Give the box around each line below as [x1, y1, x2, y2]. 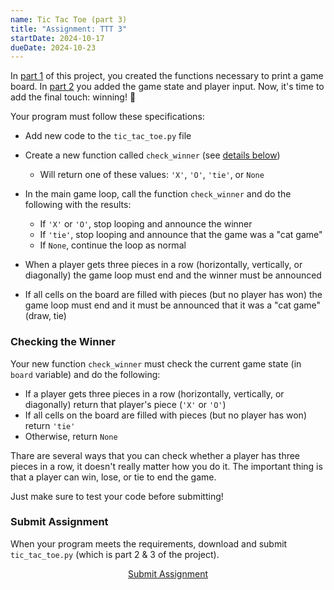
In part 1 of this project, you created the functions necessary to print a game [10, 70, 324, 82]
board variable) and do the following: [10, 368, 161, 380]
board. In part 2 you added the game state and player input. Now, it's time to [10, 81, 325, 93]
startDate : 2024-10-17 [10, 33, 105, 43]
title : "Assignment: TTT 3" [10, 24, 128, 34]
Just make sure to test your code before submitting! [10, 490, 224, 502]
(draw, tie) [24, 310, 67, 322]
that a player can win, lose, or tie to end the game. [10, 471, 217, 483]
